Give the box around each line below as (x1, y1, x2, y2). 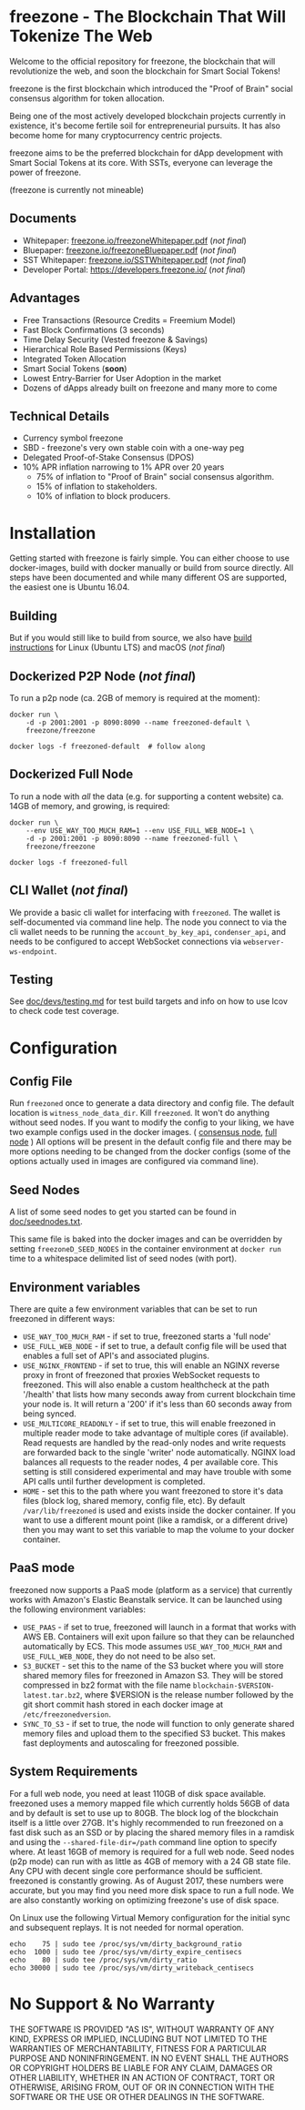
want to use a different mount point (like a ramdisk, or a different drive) (22, 1515, 289, 1526)
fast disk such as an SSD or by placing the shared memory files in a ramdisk (9, 1827, 295, 1838)
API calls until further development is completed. (22, 1476, 206, 1486)
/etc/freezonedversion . (22, 1709, 112, 1719)
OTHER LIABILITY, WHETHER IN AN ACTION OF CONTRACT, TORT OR (9, 2072, 275, 2083)
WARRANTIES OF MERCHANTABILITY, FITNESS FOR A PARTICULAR (9, 2043, 267, 2054)
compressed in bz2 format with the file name (22, 1679, 191, 1690)
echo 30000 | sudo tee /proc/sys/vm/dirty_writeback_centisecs (9, 1963, 255, 1973)
